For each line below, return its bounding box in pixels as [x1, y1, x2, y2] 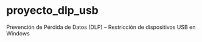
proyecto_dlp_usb [6, 4, 99, 17]
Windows [6, 29, 30, 37]
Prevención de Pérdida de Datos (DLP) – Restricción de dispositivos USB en [6, 23, 196, 31]
